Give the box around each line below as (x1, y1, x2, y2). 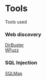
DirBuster (5, 42, 24, 48)
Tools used (5, 19, 27, 25)
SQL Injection (5, 59, 37, 66)
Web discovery (5, 31, 42, 38)
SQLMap (5, 70, 23, 76)
